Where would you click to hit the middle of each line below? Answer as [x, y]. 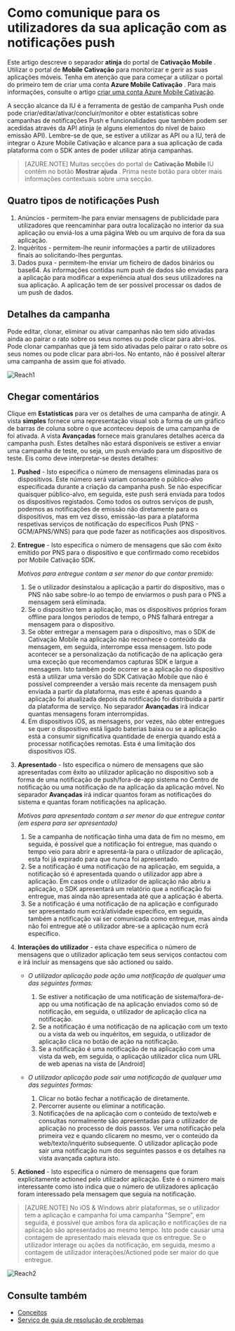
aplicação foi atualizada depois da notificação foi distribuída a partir [126, 699]
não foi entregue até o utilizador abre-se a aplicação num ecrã [118, 926]
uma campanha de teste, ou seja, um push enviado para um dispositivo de [115, 451]
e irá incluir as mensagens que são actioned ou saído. [95, 962]
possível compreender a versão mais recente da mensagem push [122, 684]
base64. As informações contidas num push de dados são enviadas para [123, 270]
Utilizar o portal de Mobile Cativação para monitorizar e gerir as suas [108, 69]
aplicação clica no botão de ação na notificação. [108, 1042]
